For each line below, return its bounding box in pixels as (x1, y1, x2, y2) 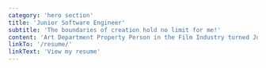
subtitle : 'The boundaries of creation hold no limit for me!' (8, 26, 222, 34)
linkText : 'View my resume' (8, 48, 101, 55)
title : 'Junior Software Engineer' (8, 19, 126, 27)
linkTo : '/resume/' (8, 41, 73, 48)
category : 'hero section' (8, 11, 93, 20)
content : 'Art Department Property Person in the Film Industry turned (8, 33, 249, 41)
